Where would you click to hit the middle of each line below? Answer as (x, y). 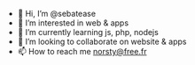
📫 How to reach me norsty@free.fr (82, 51)
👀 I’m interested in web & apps (73, 23)
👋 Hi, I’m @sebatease (56, 14)
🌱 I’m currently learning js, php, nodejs (88, 32)
